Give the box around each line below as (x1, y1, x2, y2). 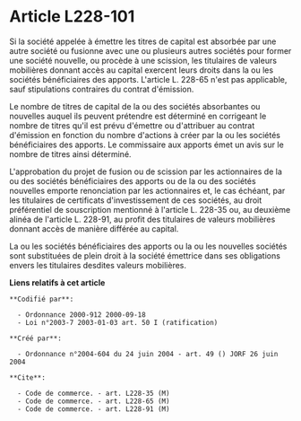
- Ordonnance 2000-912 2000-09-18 (17, 310, 146, 320)
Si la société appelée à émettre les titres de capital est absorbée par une (9, 36, 277, 47)
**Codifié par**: (9, 294, 74, 303)
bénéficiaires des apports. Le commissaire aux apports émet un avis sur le (9, 139, 284, 150)
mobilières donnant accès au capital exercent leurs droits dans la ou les (9, 65, 274, 75)
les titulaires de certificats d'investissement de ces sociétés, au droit (9, 195, 262, 206)
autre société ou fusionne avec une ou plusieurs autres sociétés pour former (9, 45, 292, 56)
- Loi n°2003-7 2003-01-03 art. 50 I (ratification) (17, 318, 219, 327)
